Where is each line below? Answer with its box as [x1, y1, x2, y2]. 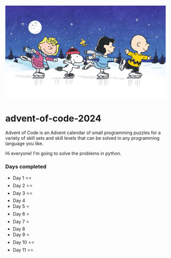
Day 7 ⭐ [12, 219, 30, 225]
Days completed [5, 163, 47, 170]
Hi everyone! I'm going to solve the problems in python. [5, 150, 122, 156]
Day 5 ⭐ [12, 203, 30, 210]
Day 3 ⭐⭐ [12, 190, 33, 196]
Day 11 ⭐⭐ [12, 247, 34, 253]
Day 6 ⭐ [12, 211, 30, 217]
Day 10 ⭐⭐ [12, 239, 35, 245]
